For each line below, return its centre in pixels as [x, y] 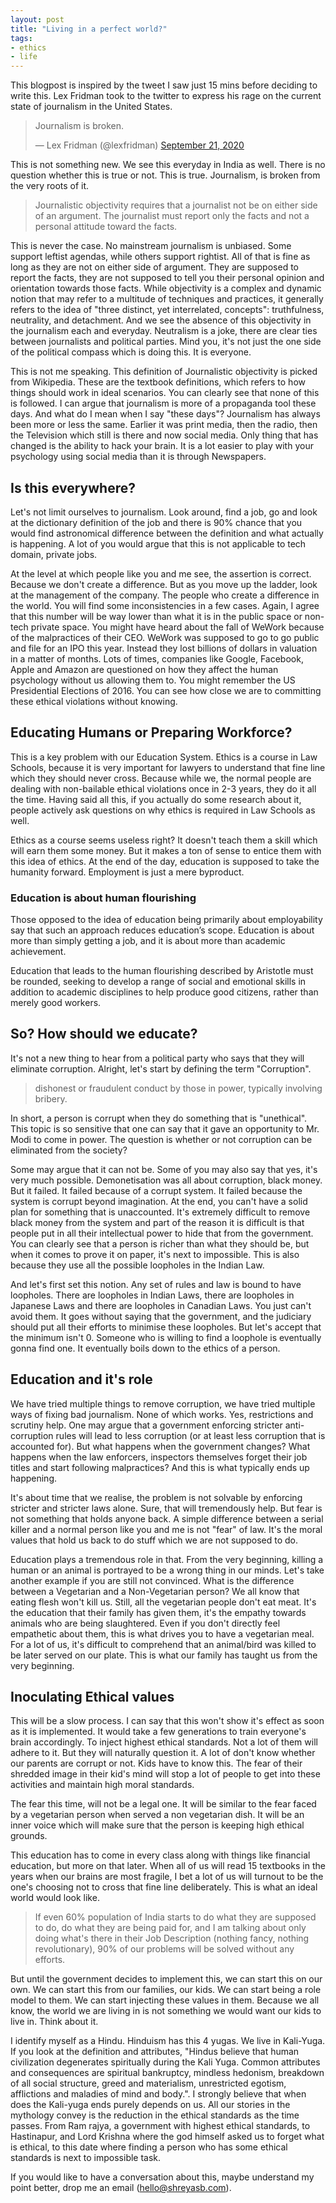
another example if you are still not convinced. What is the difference [152, 1580]
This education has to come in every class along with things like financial [160, 1855]
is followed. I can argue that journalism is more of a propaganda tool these [163, 403]
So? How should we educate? [104, 1034]
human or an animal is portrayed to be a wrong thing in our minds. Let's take [167, 1570]
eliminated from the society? [69, 1150]
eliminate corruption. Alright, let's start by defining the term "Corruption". [161, 1068]
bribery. [51, 1098]
